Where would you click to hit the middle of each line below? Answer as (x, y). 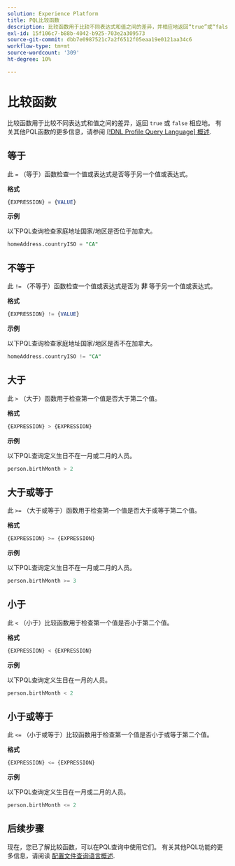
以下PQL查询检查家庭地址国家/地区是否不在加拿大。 (82, 343)
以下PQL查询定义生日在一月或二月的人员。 (69, 792)
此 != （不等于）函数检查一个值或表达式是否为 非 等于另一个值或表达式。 (112, 286)
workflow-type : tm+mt (39, 46)
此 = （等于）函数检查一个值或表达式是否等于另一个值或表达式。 (100, 174)
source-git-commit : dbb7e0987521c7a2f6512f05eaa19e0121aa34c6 (100, 40)
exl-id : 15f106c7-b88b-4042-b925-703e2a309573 (76, 33)
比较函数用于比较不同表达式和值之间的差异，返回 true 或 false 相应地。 (111, 122)
